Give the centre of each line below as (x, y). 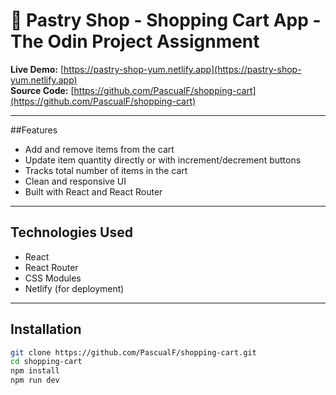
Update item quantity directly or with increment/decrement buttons (163, 160)
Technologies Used (71, 232)
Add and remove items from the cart (99, 149)
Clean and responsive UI (75, 181)
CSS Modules (53, 278)
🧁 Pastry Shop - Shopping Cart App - (166, 20)
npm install (35, 371)
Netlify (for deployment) (74, 288)
